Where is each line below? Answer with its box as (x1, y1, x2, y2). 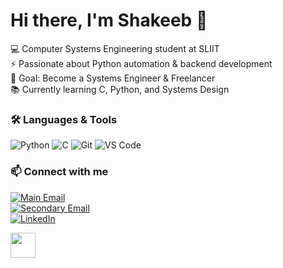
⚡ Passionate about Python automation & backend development (10, 57, 273, 69)
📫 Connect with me (10, 165, 109, 179)
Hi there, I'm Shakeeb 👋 (10, 9, 208, 32)
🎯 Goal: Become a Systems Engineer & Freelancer (10, 72, 216, 84)
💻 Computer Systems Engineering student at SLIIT (10, 42, 220, 54)
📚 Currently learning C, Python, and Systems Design (10, 83, 230, 95)
